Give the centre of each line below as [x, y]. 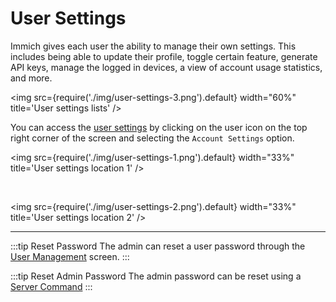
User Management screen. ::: [70, 256]
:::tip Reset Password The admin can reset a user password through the [158, 246]
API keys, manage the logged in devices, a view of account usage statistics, [166, 67]
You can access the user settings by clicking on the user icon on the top [159, 127]
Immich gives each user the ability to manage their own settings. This [153, 46]
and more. [31, 78]
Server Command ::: [51, 286]
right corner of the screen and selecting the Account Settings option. [152, 138]
